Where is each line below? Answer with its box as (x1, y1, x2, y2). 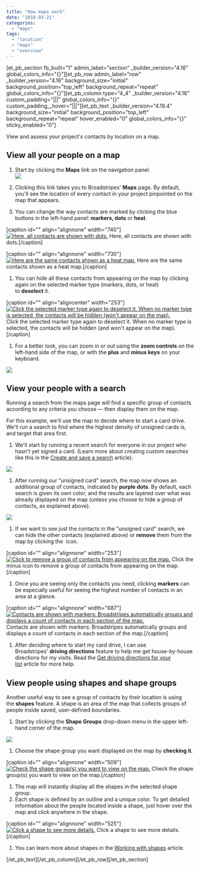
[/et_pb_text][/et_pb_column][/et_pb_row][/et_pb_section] (6, 856, 149, 863)
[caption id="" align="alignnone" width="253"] (6, 550, 121, 557)
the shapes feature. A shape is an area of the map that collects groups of (6, 700, 187, 708)
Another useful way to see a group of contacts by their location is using (6, 694, 182, 701)
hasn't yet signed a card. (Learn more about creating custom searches (14, 448, 189, 455)
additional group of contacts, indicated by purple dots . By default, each (14, 483, 192, 490)
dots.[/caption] (6, 239, 43, 246)
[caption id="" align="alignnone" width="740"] (6, 225, 121, 233)
